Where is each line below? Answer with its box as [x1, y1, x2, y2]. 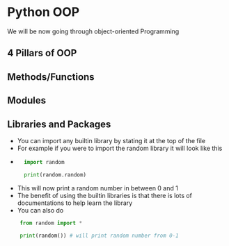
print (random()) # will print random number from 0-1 [19, 232, 179, 240]
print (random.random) [24, 171, 87, 178]
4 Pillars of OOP [7, 47, 77, 59]
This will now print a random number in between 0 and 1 [17, 183, 179, 192]
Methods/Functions [7, 71, 95, 83]
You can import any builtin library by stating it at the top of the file [17, 136, 206, 145]
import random [24, 158, 65, 165]
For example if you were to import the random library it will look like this [17, 144, 223, 152]
